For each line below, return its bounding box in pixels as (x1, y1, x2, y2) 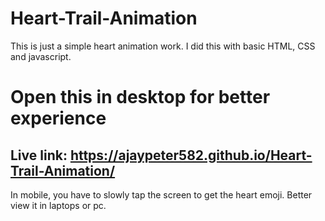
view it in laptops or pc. (10, 199, 107, 211)
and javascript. (10, 50, 72, 62)
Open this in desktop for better (10, 86, 271, 109)
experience (10, 107, 107, 130)
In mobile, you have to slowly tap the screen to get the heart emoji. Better (10, 188, 313, 201)
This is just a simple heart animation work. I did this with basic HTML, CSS (10, 40, 316, 52)
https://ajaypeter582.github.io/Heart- (69, 147, 313, 164)
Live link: (10, 147, 68, 164)
